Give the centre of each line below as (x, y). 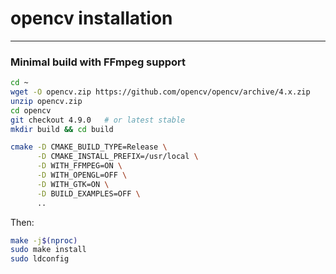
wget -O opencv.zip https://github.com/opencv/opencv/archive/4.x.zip (160, 92)
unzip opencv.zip (46, 101)
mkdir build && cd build (62, 129)
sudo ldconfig (40, 259)
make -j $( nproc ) (44, 240)
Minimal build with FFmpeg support (98, 62)
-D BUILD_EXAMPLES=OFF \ (88, 193)
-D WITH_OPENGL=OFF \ (82, 175)
